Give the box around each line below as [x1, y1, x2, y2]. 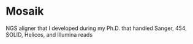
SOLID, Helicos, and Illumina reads [6, 31, 93, 38]
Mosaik [6, 4, 44, 18]
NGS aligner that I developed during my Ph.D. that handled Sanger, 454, [6, 24, 187, 32]
